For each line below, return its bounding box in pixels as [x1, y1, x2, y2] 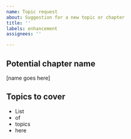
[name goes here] [6, 74, 50, 81]
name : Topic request [6, 8, 58, 15]
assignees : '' [6, 31, 42, 37]
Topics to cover [6, 92, 65, 102]
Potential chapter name [6, 58, 96, 69]
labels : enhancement [6, 25, 58, 32]
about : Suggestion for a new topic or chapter [6, 14, 125, 20]
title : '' [6, 20, 31, 26]
